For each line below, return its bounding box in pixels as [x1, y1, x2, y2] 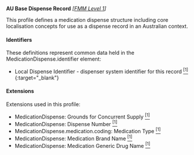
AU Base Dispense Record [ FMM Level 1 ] [6, 5, 107, 12]
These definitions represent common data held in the [6, 50, 135, 57]
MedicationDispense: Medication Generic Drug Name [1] [14, 141, 150, 149]
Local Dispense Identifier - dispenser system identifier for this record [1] [14, 67, 189, 75]
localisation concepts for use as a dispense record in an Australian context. [6, 23, 188, 29]
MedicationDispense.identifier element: [6, 55, 102, 62]
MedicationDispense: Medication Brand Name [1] [14, 134, 133, 142]
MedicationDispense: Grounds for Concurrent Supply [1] [14, 112, 150, 120]
